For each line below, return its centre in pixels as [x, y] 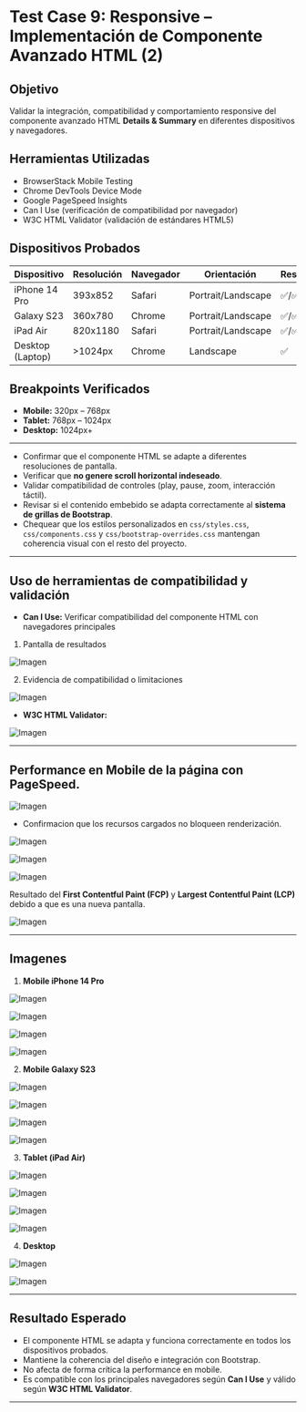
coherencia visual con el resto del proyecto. [105, 543]
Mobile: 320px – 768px [66, 411]
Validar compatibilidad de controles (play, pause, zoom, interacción [149, 486]
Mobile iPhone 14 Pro [63, 981]
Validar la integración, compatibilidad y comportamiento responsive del [143, 111]
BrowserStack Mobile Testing [78, 180]
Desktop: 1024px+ [57, 430]
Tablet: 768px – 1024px [67, 420]
